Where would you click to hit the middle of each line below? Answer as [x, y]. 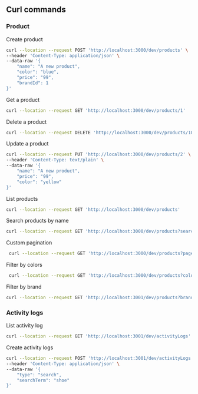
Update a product [27, 144]
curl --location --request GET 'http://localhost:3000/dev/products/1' [96, 110]
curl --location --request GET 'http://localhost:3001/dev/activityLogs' [99, 336]
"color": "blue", [38, 72]
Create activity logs [30, 347]
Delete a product [27, 122]
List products [22, 198]
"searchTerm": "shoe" [43, 380]
